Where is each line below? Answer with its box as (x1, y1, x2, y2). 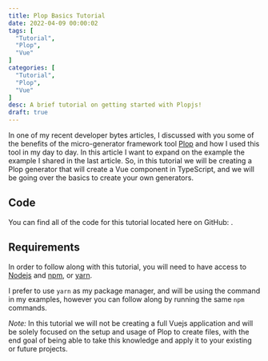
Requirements (8, 241, 80, 255)
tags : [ (8, 26, 34, 34)
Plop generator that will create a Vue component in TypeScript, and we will (8, 165, 254, 174)
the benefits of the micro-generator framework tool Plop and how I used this (8, 139, 260, 148)
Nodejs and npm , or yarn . (8, 270, 93, 280)
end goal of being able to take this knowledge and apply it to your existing (8, 335, 252, 345)
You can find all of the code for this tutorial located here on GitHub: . (8, 217, 234, 227)
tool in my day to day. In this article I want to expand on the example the (8, 147, 246, 157)
